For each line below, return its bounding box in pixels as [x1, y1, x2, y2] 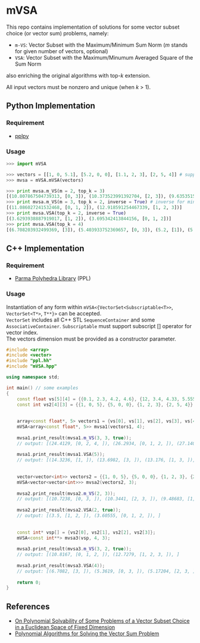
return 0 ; [17, 579, 42, 586]
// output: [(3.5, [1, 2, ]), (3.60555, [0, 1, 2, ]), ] [17, 513, 161, 519]
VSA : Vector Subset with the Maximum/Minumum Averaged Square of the [14, 54, 193, 61]
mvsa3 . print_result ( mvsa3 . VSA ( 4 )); [17, 562, 105, 568]
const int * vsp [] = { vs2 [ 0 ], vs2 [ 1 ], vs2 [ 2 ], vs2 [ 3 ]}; [17, 529, 156, 535]
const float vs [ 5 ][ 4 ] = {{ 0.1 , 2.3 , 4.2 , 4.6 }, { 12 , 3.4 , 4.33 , [17, 396, 180, 402]
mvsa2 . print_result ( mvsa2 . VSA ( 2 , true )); [17, 507, 121, 513]
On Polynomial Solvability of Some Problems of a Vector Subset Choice [14, 617, 190, 624]
